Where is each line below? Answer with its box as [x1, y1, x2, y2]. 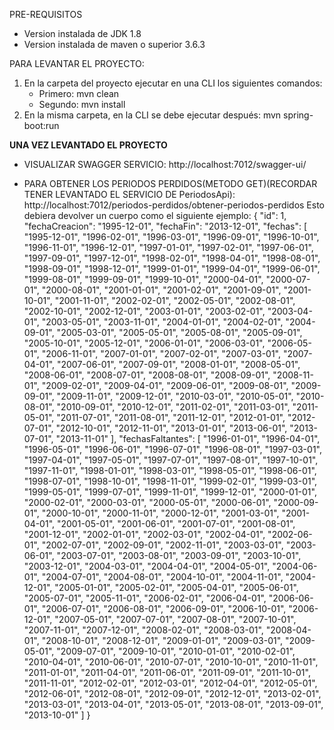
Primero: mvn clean [38, 88, 120, 99]
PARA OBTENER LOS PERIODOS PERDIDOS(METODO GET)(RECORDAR [23, 178, 318, 189]
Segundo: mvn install [38, 99, 126, 110]
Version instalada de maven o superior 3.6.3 [23, 39, 206, 50]
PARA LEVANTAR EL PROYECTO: [9, 58, 145, 69]
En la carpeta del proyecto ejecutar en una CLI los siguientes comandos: [23, 77, 323, 89]
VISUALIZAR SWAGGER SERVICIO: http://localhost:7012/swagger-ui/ [23, 159, 307, 170]
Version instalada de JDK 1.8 [23, 28, 142, 39]
